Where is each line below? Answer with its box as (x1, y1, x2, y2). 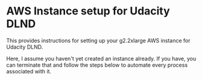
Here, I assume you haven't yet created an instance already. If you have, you (6, 55, 197, 62)
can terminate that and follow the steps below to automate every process (6, 61, 188, 69)
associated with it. (6, 67, 52, 75)
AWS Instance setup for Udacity (6, 4, 170, 18)
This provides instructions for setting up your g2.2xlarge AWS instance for (6, 37, 191, 44)
